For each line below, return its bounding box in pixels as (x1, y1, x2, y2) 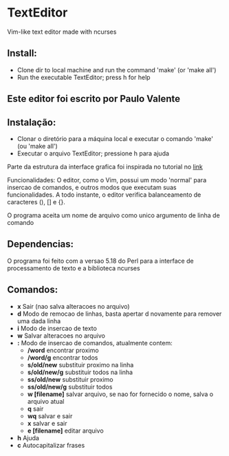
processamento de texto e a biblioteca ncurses (7, 263, 140, 272)
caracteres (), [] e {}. (7, 197, 65, 206)
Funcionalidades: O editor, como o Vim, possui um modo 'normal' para (7, 175, 207, 184)
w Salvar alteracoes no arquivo (17, 332, 105, 340)
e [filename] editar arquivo (27, 426, 105, 435)
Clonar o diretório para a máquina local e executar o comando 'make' (17, 134, 213, 142)
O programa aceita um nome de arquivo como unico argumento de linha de (7, 211, 220, 219)
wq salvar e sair (27, 411, 73, 420)
